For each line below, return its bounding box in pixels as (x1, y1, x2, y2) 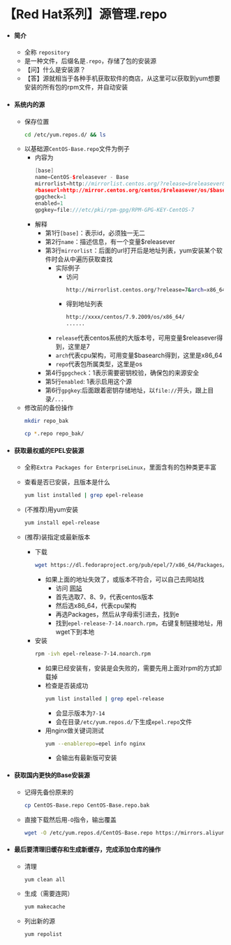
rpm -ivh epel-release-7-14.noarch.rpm (34, 650, 151, 657)
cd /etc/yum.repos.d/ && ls (24, 131, 106, 138)
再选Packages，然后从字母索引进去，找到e (55, 609, 179, 619)
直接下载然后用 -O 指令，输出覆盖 (24, 815, 117, 823)
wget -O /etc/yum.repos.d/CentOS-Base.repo (24, 829, 154, 836)
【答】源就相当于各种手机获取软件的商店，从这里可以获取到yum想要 (24, 74, 221, 82)
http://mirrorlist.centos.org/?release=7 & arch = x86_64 (66, 286, 225, 294)
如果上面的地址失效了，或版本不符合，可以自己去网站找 (45, 575, 204, 584)
